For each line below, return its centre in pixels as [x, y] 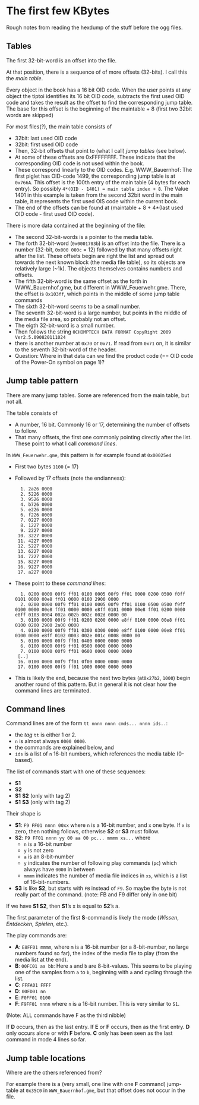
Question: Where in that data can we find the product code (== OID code [104, 355]
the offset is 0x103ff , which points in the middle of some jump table [97, 294]
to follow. [26, 431]
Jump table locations [46, 1058]
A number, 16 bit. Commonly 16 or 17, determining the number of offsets [102, 424]
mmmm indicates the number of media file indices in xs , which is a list [105, 876]
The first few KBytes [58, 11]
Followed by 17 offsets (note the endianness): [70, 478]
